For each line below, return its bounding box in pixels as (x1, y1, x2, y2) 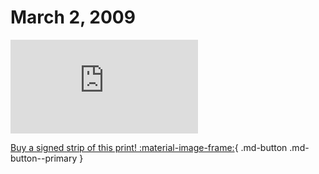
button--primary (10, 152, 78, 164)
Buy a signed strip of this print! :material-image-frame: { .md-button (10, 141, 288, 153)
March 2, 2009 (10, 6, 136, 29)
